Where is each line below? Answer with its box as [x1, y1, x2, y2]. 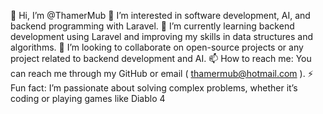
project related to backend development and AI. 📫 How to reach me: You [10, 53, 312, 64]
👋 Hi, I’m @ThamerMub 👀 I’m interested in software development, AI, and [10, 10, 311, 21]
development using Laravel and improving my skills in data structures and [10, 31, 314, 42]
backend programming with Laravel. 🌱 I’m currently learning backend [10, 20, 295, 32]
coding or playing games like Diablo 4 [10, 93, 166, 104]
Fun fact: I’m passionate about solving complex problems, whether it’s [10, 82, 298, 94]
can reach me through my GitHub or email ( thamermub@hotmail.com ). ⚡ [10, 68, 314, 79]
